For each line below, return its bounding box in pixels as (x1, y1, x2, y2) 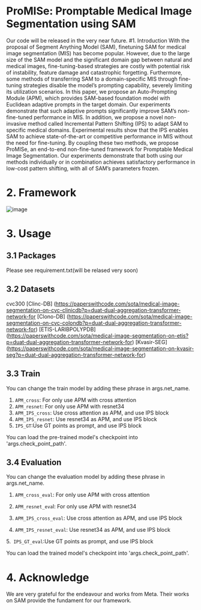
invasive (6, 120, 27, 127)
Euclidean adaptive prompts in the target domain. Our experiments (6, 100, 171, 108)
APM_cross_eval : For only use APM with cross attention (14, 491, 150, 499)
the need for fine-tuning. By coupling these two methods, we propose (6, 139, 179, 146)
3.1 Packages (6, 251, 56, 261)
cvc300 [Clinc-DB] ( (6, 300, 56, 307)
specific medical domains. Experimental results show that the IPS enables (6, 126, 189, 134)
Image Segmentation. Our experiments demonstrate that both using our (6, 152, 183, 159)
